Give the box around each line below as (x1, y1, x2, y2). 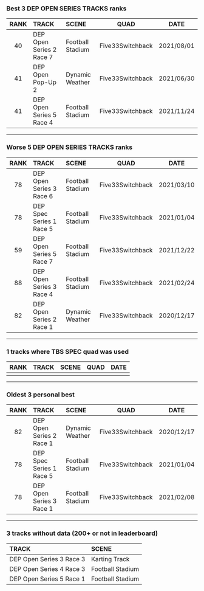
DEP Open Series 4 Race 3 (9, 565, 86, 573)
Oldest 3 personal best (6, 390, 75, 399)
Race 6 (33, 192, 53, 200)
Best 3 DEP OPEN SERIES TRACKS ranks (6, 4, 127, 13)
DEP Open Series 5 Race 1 (9, 575, 86, 583)
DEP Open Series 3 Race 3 (9, 555, 86, 564)
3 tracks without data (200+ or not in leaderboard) (6, 529, 158, 537)
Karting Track (90, 555, 130, 564)
